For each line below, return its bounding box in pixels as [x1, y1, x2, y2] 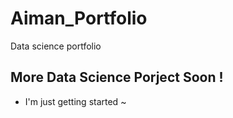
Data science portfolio [10, 40, 102, 52]
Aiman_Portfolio [10, 7, 148, 30]
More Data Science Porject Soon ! [10, 69, 224, 86]
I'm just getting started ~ [24, 95, 127, 107]
